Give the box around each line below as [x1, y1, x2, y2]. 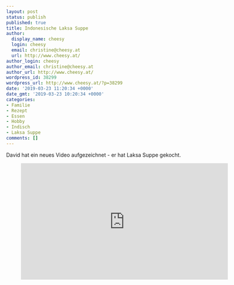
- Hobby [6, 119, 25, 125]
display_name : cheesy [11, 36, 65, 42]
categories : [6, 96, 35, 102]
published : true [6, 20, 46, 25]
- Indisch [6, 124, 31, 130]
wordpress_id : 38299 [6, 75, 57, 80]
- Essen [6, 113, 25, 119]
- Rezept [6, 108, 28, 114]
